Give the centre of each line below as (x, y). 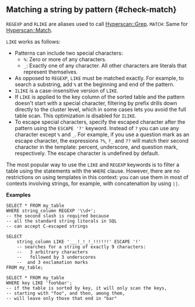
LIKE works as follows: (33, 41)
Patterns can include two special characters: (69, 53)
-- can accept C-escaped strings (47, 226)
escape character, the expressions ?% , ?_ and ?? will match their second (101, 140)
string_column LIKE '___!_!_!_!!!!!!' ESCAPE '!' (79, 242)
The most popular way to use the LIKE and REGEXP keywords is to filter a (93, 164)
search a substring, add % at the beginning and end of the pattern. (95, 84)
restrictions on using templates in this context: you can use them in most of (97, 177)
